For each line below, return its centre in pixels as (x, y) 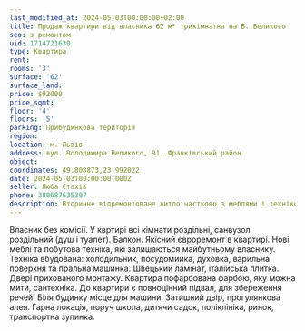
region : (24, 136)
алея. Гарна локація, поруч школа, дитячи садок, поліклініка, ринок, (142, 306)
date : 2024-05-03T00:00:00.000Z (70, 178)
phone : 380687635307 (49, 196)
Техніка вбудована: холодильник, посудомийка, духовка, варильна (140, 258)
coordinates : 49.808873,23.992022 (75, 170)
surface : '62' (36, 77)
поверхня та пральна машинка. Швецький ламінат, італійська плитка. (144, 268)
